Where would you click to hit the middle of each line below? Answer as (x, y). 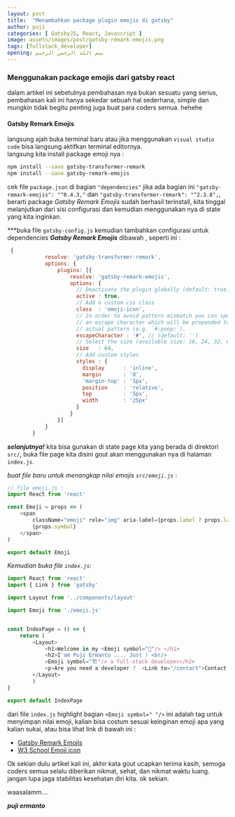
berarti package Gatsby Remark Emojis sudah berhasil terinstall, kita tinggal (116, 202)
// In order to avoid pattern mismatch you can (147, 316)
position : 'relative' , (123, 387)
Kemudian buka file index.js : (50, 566)
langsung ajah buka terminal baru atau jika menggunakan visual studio (111, 139)
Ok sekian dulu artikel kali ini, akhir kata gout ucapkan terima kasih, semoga (116, 763)
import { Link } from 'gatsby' (53, 585)
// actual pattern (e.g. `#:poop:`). (131, 329)
